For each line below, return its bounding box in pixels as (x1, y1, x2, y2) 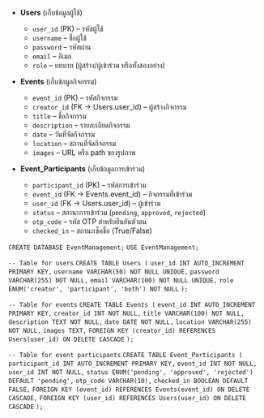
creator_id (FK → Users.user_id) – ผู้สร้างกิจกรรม (32, 102, 187, 111)
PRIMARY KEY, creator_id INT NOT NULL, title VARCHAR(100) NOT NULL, (8, 309, 245, 317)
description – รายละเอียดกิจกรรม (32, 120, 130, 130)
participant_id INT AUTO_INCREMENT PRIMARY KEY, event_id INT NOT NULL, (8, 360, 258, 368)
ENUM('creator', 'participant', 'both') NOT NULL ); (8, 285, 189, 293)
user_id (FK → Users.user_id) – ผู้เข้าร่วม (32, 199, 161, 208)
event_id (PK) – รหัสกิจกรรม (32, 93, 118, 102)
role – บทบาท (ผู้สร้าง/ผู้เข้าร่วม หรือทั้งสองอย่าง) (32, 61, 165, 70)
